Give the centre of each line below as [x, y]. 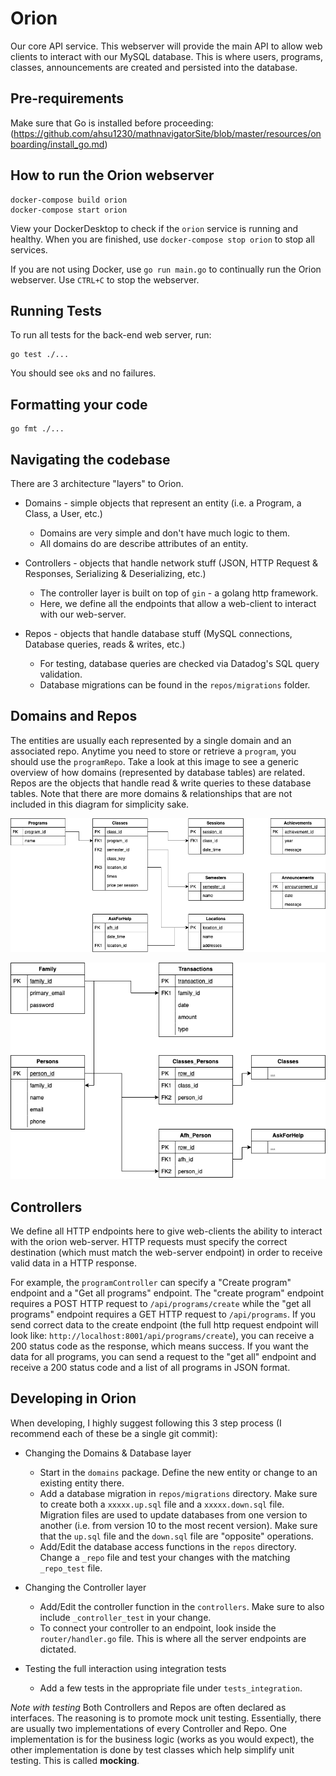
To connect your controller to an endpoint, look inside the [158, 1628]
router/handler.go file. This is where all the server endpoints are [173, 1638]
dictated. [58, 1649]
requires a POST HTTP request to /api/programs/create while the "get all [161, 1303]
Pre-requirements [67, 98]
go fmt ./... [37, 429]
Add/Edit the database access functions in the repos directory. [168, 1546]
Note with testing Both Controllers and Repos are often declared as [148, 1707]
